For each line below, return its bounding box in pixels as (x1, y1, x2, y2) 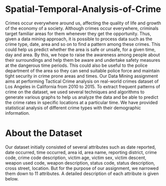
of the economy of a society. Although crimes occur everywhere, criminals (5, 25, 159, 31)
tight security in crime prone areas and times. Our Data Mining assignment (5, 73, 158, 79)
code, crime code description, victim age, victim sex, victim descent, (5, 155, 147, 161)
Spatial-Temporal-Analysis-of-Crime (5, 3, 161, 15)
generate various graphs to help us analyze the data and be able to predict (5, 94, 159, 100)
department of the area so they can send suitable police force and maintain (5, 67, 160, 73)
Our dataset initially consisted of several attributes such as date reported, (5, 144, 156, 150)
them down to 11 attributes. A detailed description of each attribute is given (5, 171, 159, 177)
